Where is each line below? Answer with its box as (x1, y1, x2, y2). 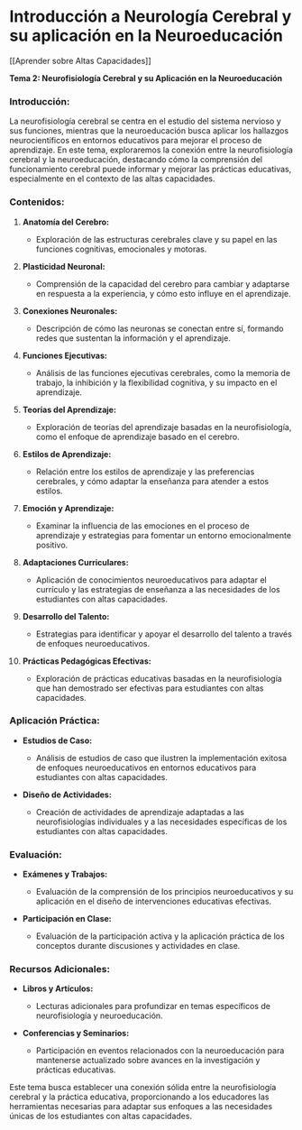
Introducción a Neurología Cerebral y (9, 6, 292, 27)
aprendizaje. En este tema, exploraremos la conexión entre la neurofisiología (9, 144, 293, 155)
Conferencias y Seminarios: (22, 1028, 130, 1039)
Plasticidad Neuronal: (22, 261, 105, 271)
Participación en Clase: (22, 914, 112, 924)
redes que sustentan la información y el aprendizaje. (35, 332, 232, 344)
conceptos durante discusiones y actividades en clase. (35, 941, 241, 951)
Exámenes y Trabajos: (22, 868, 108, 880)
